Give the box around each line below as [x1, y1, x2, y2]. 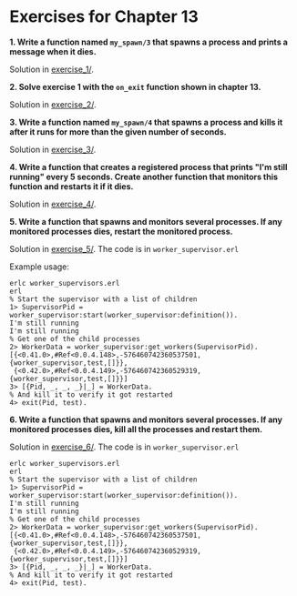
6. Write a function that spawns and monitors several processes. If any [9, 414, 282, 425]
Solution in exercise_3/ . [9, 144, 97, 155]
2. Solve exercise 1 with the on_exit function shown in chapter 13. [9, 81, 261, 92]
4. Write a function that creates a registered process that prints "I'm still [9, 161, 288, 172]
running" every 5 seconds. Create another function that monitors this [9, 171, 279, 182]
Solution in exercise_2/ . [9, 98, 97, 110]
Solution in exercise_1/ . [9, 64, 94, 75]
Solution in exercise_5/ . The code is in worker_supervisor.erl [9, 243, 240, 254]
